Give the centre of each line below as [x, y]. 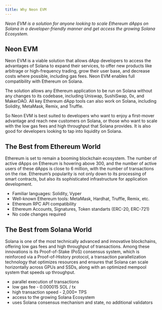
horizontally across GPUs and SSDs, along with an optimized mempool [76, 267]
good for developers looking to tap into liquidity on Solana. [64, 131]
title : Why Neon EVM [26, 9]
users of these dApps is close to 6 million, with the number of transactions [80, 169]
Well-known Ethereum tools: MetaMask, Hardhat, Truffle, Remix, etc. [81, 199]
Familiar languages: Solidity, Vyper [47, 194]
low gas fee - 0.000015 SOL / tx [44, 287]
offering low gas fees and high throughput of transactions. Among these [77, 247]
